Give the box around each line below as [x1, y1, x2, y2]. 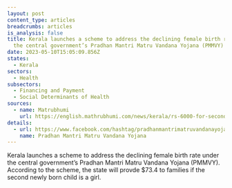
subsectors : [7, 81, 41, 88]
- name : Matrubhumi [13, 106, 70, 113]
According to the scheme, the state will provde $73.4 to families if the [7, 166, 205, 174]
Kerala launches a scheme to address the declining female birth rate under [7, 151, 220, 160]
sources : [7, 100, 32, 107]
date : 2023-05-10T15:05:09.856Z [7, 49, 100, 56]
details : [7, 119, 32, 126]
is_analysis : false [7, 29, 64, 37]
